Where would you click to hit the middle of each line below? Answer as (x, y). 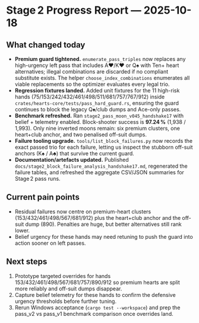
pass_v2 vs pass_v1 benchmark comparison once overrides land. (94, 314)
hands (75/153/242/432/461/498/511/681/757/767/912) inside (90, 97)
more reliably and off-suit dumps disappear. (68, 289)
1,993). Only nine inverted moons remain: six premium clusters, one (97, 128)
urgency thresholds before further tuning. (66, 301)
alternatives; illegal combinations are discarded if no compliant (91, 71)
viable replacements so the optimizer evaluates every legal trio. (92, 84)
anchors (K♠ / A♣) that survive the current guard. (75, 153)
